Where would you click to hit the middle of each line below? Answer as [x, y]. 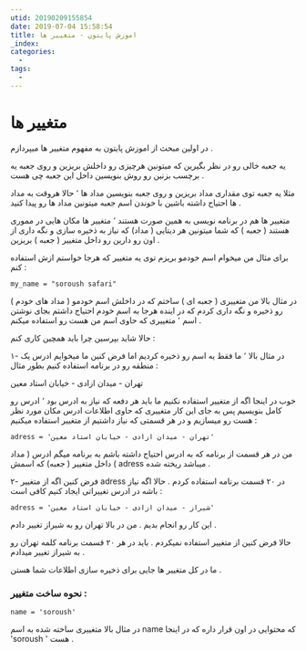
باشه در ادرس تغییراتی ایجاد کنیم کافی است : [87, 490]
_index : [25, 43]
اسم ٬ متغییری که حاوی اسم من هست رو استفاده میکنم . [106, 320]
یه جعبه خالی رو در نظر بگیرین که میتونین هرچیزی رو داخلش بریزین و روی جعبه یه [148, 165]
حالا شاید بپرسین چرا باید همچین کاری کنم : [83, 338]
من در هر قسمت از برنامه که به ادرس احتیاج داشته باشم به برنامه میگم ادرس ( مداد [152, 454]
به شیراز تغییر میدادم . [48, 551]
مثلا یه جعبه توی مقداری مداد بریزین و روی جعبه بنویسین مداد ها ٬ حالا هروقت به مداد [153, 193]
